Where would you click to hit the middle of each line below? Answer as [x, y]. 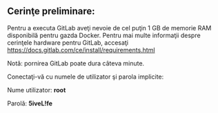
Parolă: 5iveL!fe [30, 103]
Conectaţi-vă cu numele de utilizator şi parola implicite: [86, 76]
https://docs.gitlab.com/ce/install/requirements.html [81, 50]
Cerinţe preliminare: [51, 11]
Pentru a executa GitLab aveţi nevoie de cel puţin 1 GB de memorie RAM [109, 28]
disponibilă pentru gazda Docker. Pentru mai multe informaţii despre [104, 35]
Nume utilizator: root [37, 90]
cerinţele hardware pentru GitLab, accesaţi [68, 42]
